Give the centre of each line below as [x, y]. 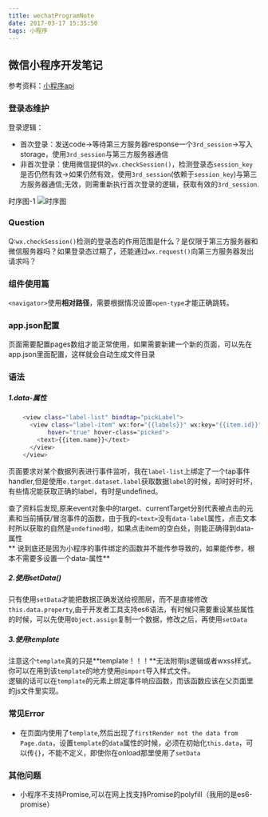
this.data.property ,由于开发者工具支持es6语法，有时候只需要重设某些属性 [132, 610]
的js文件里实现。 [35, 691]
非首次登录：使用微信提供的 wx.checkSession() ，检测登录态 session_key [136, 164]
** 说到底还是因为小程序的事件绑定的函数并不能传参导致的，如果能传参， [128, 548]
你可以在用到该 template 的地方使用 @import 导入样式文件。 [102, 671]
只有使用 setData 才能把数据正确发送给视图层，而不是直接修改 [108, 599]
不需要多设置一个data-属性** [62, 558]
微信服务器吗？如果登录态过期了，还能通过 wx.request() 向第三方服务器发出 [131, 251]
